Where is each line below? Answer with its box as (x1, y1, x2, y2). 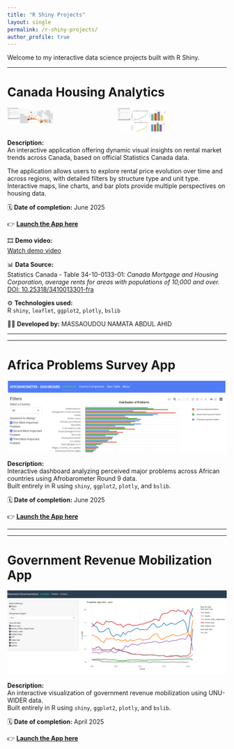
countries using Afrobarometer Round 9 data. (7, 474, 138, 482)
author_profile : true (7, 34, 70, 41)
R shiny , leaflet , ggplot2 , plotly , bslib (7, 306, 120, 314)
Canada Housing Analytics (7, 85, 165, 101)
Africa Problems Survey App (7, 357, 176, 373)
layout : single (7, 18, 52, 26)
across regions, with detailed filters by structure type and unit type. (7, 175, 201, 182)
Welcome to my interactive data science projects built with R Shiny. (7, 53, 200, 62)
